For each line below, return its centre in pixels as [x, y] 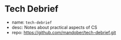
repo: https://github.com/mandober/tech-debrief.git [64, 32]
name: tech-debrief [32, 22]
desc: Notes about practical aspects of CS [54, 27]
